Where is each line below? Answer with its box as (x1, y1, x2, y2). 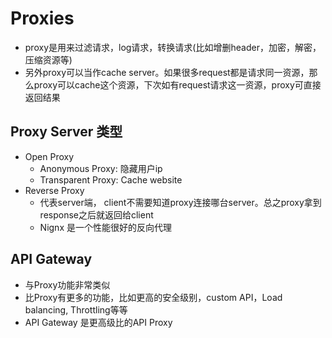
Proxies (10, 7, 75, 30)
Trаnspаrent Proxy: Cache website (39, 173, 183, 186)
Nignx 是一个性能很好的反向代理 (39, 221, 172, 233)
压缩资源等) (24, 53, 73, 66)
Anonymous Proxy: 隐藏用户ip (39, 162, 163, 174)
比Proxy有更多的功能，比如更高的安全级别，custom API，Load (24, 291, 283, 303)
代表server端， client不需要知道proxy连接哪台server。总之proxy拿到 (39, 196, 322, 208)
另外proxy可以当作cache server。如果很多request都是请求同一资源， (24, 66, 310, 78)
